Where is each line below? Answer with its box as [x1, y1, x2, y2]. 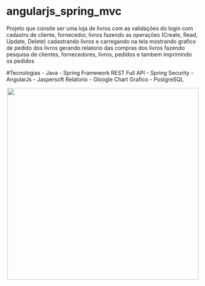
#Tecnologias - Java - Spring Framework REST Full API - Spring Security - [6, 69, 194, 76]
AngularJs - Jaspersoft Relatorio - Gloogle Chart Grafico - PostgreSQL [6, 75, 184, 83]
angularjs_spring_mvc [6, 4, 122, 18]
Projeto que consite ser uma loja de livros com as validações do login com [6, 25, 193, 32]
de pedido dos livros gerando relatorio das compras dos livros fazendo [6, 44, 185, 52]
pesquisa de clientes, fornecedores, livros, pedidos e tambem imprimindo [6, 50, 192, 58]
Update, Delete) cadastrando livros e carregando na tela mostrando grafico [6, 37, 196, 45]
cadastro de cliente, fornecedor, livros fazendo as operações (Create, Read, [6, 31, 198, 38]
